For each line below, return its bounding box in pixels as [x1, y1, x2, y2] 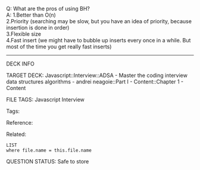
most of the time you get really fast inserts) [6, 43, 112, 50]
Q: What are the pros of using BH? [6, 5, 90, 12]
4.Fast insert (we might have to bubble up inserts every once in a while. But [6, 37, 191, 44]
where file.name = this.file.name [6, 147, 92, 153]
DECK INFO [6, 60, 35, 67]
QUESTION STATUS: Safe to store [6, 158, 89, 165]
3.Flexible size [6, 30, 42, 38]
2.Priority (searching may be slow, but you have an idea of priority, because [6, 18, 192, 24]
